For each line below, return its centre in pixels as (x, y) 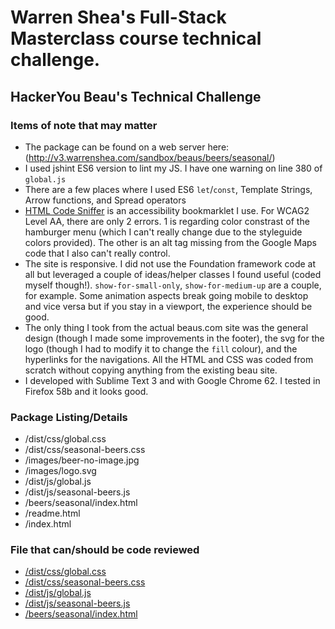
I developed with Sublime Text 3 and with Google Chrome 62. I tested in (172, 380)
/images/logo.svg (60, 471)
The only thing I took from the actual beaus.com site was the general (166, 327)
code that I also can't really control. (97, 253)
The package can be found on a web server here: (127, 147)
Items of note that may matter (84, 125)
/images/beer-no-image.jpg (82, 460)
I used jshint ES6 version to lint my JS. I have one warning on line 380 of (173, 168)
